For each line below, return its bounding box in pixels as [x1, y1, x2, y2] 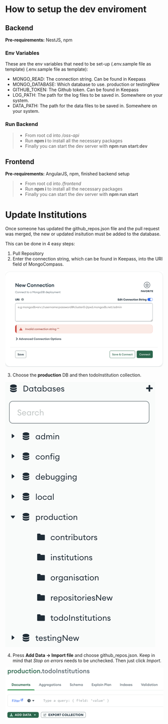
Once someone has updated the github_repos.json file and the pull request [5, 226, 159, 232]
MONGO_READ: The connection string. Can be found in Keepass [12, 76, 146, 82]
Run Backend [5, 121, 39, 128]
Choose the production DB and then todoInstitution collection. [12, 372, 141, 378]
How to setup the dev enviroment [5, 4, 147, 15]
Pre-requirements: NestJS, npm [5, 37, 73, 43]
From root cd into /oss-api [25, 132, 79, 138]
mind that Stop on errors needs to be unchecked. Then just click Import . [12, 657, 161, 664]
